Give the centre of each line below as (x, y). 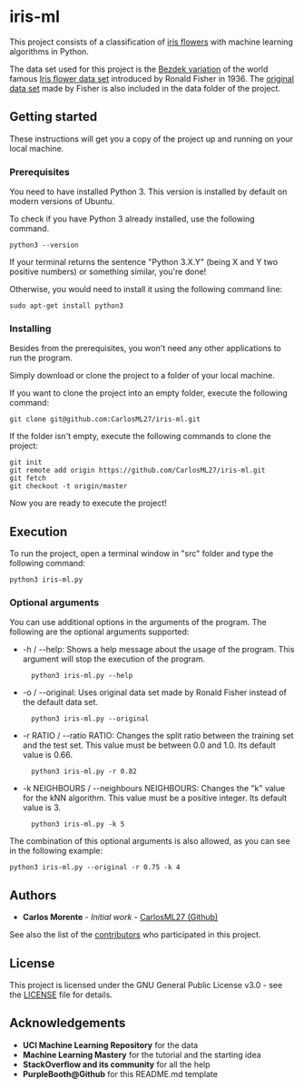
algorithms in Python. (49, 51)
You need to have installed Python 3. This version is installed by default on (148, 191)
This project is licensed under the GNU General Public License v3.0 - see (146, 985)
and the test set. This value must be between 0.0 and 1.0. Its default (149, 745)
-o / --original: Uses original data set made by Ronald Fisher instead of (155, 692)
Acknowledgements (68, 1023)
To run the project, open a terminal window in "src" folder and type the (142, 554)
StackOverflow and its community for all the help (116, 1064)
